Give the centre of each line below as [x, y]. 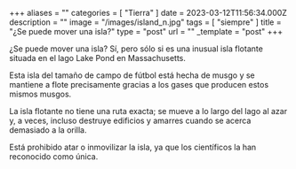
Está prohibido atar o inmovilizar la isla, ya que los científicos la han [133, 147]
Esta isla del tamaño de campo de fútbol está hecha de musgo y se [132, 75]
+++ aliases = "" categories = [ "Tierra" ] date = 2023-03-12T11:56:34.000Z [148, 13]
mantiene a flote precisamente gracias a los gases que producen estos [139, 84]
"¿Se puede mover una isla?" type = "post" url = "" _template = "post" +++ [146, 31]
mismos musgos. [40, 94]
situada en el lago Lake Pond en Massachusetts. [98, 58]
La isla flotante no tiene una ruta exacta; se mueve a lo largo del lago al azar [148, 111]
